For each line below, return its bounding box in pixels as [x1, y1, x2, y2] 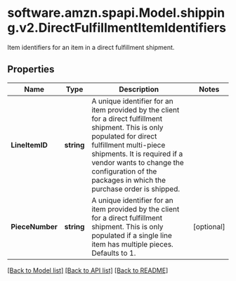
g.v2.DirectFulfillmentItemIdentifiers [7, 20, 227, 36]
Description [119, 84, 159, 94]
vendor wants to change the [91, 157, 184, 167]
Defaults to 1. [91, 248, 136, 258]
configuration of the [91, 166, 157, 176]
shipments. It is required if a [91, 149, 183, 159]
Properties [7, 63, 55, 75]
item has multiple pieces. [91, 239, 173, 249]
